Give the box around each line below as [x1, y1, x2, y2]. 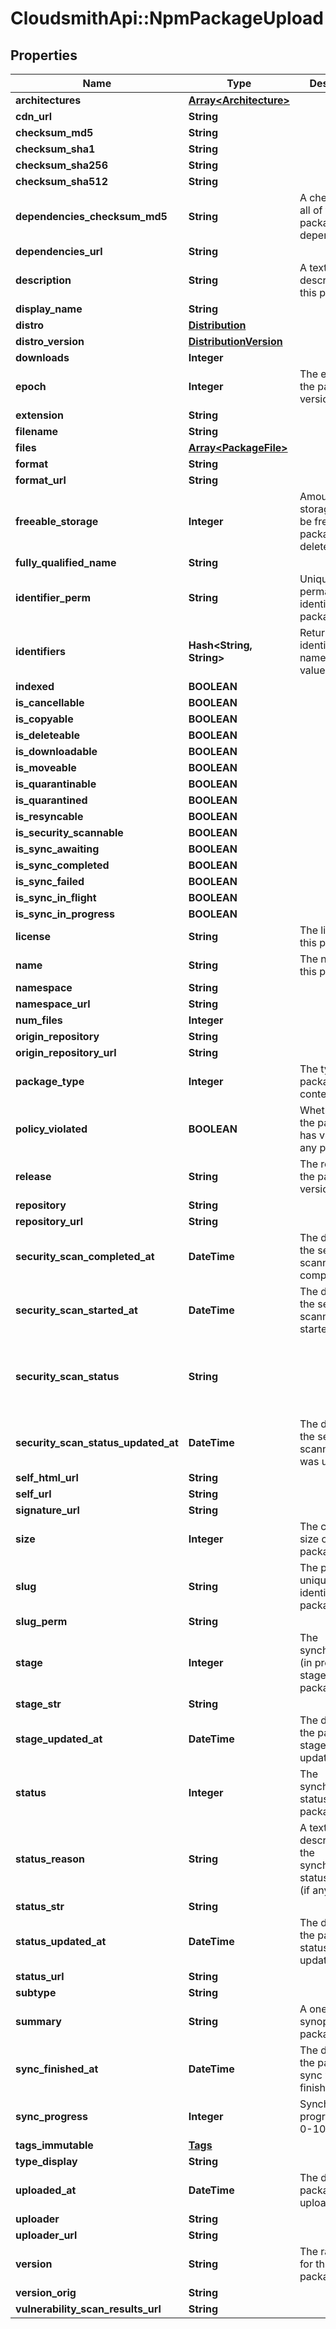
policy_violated [15, 1122, 88, 1136]
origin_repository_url [15, 1046, 117, 1059]
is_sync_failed [15, 875, 85, 888]
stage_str [15, 1697, 62, 1711]
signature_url [15, 1503, 80, 1517]
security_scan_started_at [15, 1303, 138, 1317]
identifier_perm [15, 591, 91, 604]
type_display [15, 2155, 78, 2168]
